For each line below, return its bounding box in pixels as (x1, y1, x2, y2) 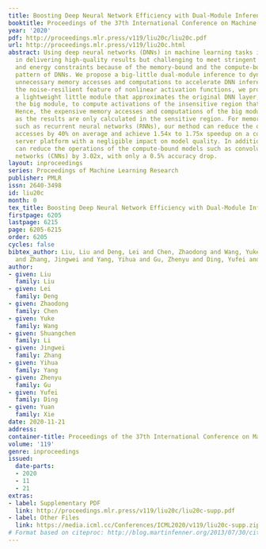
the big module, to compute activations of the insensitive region (15, 100, 243, 108)
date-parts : (15, 462, 55, 470)
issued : (8, 454, 34, 463)
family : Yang (15, 366, 59, 374)
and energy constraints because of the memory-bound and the (15, 64, 222, 72)
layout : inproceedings (8, 160, 83, 168)
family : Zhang (15, 351, 62, 360)
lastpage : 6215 (8, 218, 59, 226)
